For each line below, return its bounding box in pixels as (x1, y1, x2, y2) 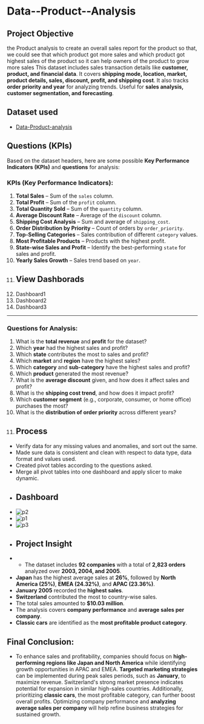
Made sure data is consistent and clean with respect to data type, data (15, 449, 192, 456)
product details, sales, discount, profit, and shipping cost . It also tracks (7, 77, 189, 84)
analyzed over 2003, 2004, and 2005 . (24, 568, 122, 575)
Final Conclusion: (7, 637, 74, 647)
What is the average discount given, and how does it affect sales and (15, 377, 189, 384)
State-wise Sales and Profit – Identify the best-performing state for (15, 244, 186, 251)
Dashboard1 (15, 290, 46, 298)
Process (15, 426, 48, 437)
